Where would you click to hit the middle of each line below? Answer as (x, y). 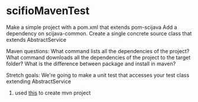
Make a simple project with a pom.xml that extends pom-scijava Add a (92, 27)
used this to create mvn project (53, 93)
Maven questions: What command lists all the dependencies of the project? (98, 51)
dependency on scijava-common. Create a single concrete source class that (99, 33)
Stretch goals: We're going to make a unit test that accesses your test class (98, 75)
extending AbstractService (39, 81)
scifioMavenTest (48, 11)
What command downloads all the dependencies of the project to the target (98, 57)
